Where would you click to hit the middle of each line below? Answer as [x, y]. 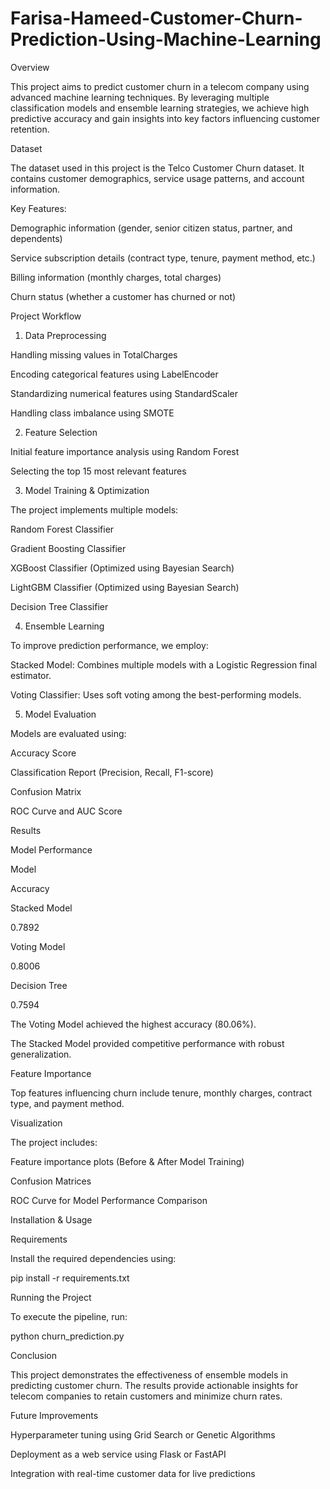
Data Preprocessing [65, 335]
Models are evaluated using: [68, 733]
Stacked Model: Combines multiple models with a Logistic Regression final [164, 664]
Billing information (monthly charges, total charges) [116, 277]
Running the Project [51, 1297]
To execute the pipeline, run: [69, 1316]
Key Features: [38, 208]
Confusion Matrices [51, 1181]
